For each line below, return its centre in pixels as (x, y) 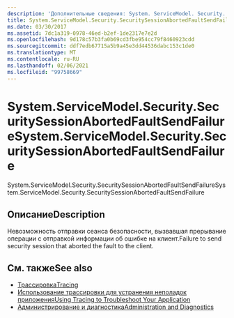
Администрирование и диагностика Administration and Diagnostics (116, 307)
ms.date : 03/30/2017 (37, 26)
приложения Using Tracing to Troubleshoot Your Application (104, 300)
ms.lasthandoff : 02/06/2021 (48, 66)
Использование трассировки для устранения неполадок (102, 292)
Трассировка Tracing (48, 285)
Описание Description (56, 214)
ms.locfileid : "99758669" (45, 72)
